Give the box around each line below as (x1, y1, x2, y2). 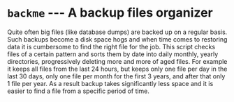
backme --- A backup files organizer (7, 5, 213, 21)
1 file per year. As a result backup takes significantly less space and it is (7, 79, 214, 87)
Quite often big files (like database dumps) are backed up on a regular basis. (7, 28, 228, 36)
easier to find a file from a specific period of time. (7, 87, 150, 95)
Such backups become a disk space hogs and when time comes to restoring (7, 35, 228, 43)
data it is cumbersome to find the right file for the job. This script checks (7, 42, 216, 51)
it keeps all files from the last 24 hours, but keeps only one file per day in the (7, 65, 228, 73)
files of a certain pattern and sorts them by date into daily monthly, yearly (7, 50, 219, 58)
